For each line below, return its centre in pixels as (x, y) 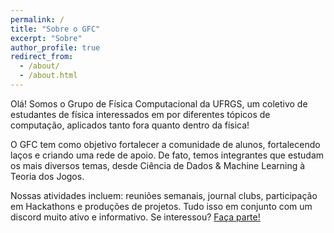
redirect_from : (42, 57)
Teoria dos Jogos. (47, 176)
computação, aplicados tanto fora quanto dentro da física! (130, 125)
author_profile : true (55, 47)
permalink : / (37, 19)
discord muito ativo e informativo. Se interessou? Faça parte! (135, 217)
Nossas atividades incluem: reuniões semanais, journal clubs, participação (164, 195)
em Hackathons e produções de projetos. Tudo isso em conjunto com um (161, 206)
